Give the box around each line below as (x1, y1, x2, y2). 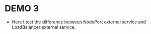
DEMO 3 (4, 3, 39, 14)
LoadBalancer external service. (11, 24, 76, 30)
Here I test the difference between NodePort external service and (11, 19, 146, 25)
